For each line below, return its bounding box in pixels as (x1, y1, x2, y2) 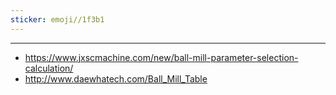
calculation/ (24, 62, 74, 74)
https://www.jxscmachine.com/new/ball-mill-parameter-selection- (24, 51, 299, 63)
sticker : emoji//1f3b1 (10, 14, 105, 25)
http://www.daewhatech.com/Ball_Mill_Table (24, 72, 208, 85)
